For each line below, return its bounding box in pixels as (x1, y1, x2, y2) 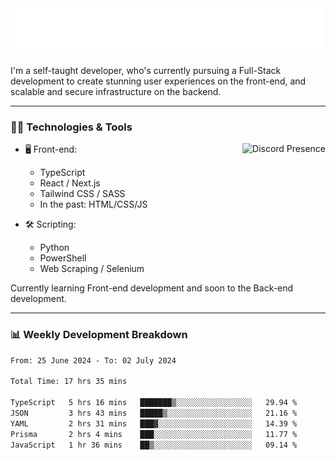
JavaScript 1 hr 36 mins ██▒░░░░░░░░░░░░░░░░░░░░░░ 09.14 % (10, 440, 298, 450)
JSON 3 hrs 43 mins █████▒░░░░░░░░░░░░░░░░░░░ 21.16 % (10, 408, 298, 418)
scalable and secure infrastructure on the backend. (10, 86, 222, 97)
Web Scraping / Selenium (39, 263, 145, 275)
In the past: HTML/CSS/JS (39, 198, 148, 211)
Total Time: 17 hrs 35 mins (10, 377, 128, 387)
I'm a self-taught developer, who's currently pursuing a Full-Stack (10, 65, 282, 76)
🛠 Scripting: (24, 218, 77, 231)
